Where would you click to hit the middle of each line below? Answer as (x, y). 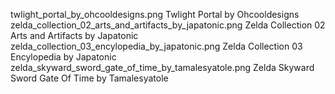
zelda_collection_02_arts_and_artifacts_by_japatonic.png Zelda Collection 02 (168, 25)
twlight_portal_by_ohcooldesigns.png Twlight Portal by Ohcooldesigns (155, 14)
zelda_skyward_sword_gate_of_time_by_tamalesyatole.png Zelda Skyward (162, 67)
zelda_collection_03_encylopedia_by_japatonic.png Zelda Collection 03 (156, 46)
